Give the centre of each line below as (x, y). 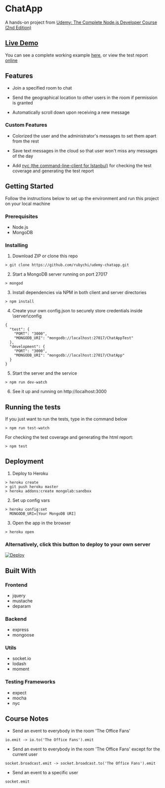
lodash (19, 664)
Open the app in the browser (41, 523)
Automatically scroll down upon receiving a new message (71, 112)
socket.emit (17, 782)
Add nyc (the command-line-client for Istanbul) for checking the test (82, 165)
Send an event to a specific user (45, 772)
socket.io (21, 658)
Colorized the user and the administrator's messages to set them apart (84, 136)
